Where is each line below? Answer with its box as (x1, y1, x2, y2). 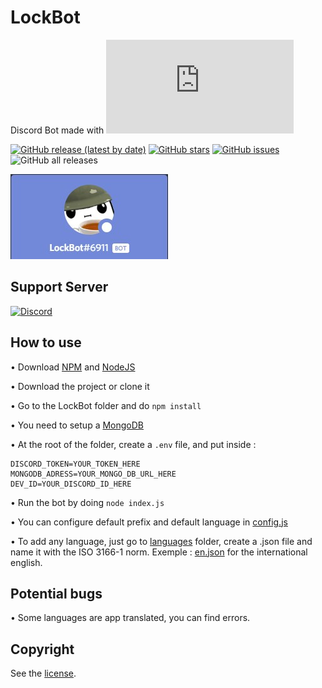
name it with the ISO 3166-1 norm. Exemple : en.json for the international (10, 546, 308, 558)
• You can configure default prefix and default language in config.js (10, 516, 288, 528)
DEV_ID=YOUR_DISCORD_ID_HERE (10, 479, 132, 489)
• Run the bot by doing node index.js (10, 496, 165, 508)
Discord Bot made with (10, 124, 105, 136)
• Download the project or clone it (10, 380, 150, 392)
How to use (10, 334, 82, 351)
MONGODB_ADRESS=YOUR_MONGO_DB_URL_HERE (10, 469, 177, 479)
